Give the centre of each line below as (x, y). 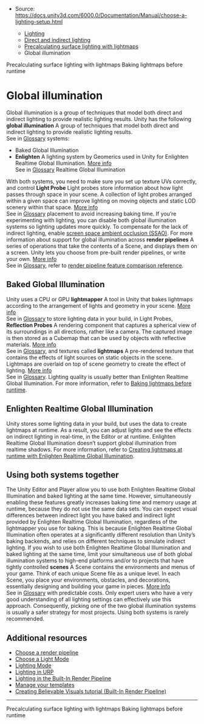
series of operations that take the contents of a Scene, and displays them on (102, 246)
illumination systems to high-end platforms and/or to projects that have (95, 561)
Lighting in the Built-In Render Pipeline (63, 678)
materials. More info (31, 344)
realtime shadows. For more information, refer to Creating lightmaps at (94, 449)
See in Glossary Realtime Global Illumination (70, 169)
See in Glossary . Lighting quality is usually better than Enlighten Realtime (97, 377)
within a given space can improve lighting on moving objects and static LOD (101, 201)
